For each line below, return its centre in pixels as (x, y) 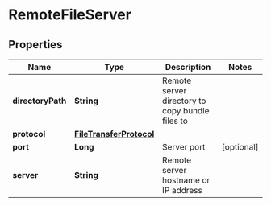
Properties (35, 45)
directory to (184, 101)
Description (188, 67)
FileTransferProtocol (114, 134)
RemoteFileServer (70, 15)
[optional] (240, 147)
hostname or (186, 180)
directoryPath (40, 101)
